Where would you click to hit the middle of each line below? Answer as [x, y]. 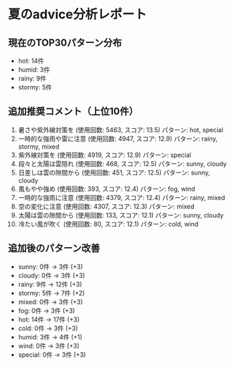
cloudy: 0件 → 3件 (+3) [51, 275]
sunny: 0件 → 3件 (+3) [51, 266]
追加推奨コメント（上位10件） [73, 112]
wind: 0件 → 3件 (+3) [49, 346]
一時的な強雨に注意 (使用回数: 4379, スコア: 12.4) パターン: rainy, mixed [122, 197]
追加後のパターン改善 [54, 248]
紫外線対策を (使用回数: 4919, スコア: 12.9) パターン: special [105, 155]
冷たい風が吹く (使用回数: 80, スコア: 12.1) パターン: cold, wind [108, 224]
